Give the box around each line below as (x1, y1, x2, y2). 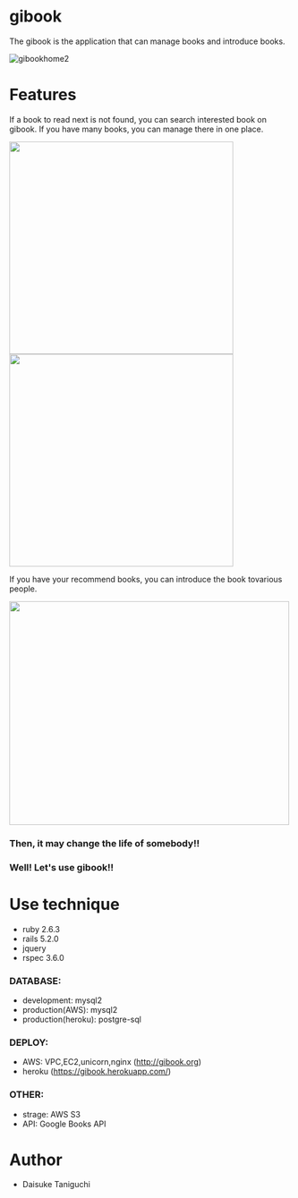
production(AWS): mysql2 (21, 1004, 118, 1015)
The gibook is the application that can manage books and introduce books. (9, 36, 285, 47)
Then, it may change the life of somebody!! (9, 837, 200, 849)
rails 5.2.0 (21, 933, 60, 944)
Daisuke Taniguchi (21, 1179, 91, 1190)
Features (9, 85, 77, 105)
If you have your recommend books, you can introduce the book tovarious (9, 574, 283, 584)
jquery (21, 942, 47, 954)
